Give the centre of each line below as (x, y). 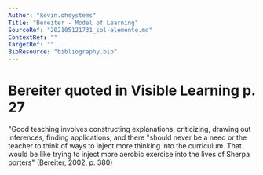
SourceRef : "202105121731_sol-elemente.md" (80, 30)
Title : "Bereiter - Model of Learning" (73, 23)
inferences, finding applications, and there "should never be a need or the (128, 137)
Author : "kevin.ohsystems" (52, 15)
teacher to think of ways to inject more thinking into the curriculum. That (125, 145)
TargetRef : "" (31, 45)
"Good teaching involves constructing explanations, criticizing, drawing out (130, 129)
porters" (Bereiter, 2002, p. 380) (60, 162)
